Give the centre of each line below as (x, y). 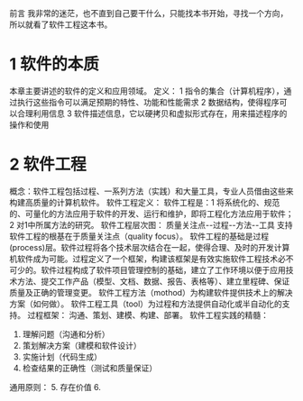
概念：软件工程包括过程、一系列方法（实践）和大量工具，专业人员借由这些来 (151, 191)
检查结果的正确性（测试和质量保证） (90, 368)
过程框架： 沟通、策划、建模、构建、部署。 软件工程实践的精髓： (147, 314)
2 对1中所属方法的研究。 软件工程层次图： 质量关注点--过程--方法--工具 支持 (151, 224)
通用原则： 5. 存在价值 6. (55, 387)
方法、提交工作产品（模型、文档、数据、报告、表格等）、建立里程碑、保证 (153, 281)
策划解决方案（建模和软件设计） (82, 345)
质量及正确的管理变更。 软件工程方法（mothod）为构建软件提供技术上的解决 (151, 292)
